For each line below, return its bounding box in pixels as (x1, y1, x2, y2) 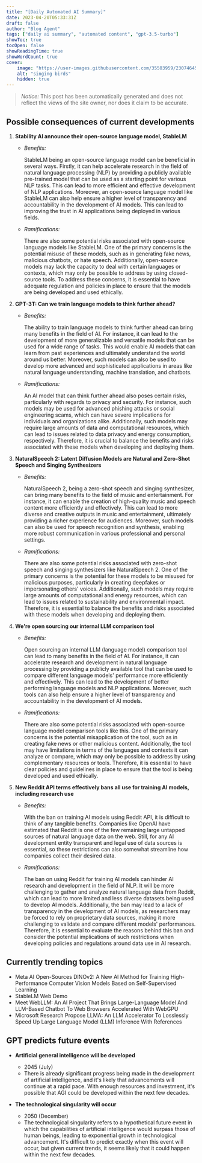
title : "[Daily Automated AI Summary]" (6, 8, 106, 15)
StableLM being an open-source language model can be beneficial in (23, 156, 195, 163)
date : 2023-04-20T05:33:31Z (6, 14, 77, 21)
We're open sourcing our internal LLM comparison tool (14, 623, 155, 630)
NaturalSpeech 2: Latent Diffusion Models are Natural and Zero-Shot (14, 455, 191, 462)
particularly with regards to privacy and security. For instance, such (23, 398, 192, 405)
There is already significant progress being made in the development (23, 1069, 195, 1077)
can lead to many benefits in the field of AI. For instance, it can (23, 652, 179, 659)
